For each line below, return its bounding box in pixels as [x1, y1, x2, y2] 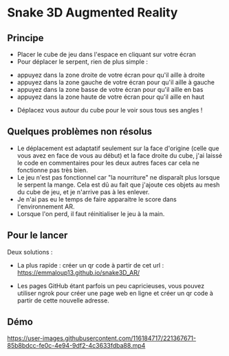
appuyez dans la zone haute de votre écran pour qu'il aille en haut [17, 93, 205, 101]
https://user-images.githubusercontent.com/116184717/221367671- [7, 334, 197, 342]
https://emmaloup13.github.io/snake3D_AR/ [17, 268, 140, 276]
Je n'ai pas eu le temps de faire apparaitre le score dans [17, 195, 177, 203]
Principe [7, 32, 44, 44]
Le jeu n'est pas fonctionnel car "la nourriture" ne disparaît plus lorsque [17, 173, 220, 181]
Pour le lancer [7, 230, 68, 241]
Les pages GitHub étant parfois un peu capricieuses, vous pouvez [17, 281, 205, 289]
